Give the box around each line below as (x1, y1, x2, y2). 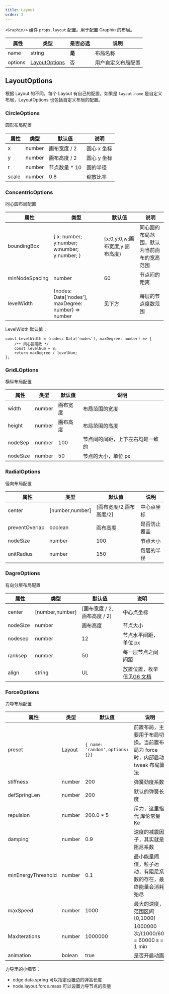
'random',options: (84, 747, 129, 753)
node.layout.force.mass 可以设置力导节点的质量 (12, 983, 112, 989)
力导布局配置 (5, 701, 32, 707)
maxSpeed (8, 907, 34, 914)
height (8, 422, 23, 429)
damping (8, 836, 29, 843)
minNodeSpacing (8, 275, 49, 282)
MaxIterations (8, 933, 40, 940)
